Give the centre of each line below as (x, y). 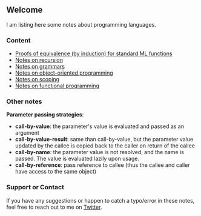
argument (27, 133)
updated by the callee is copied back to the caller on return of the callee (105, 146)
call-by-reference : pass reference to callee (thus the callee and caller (102, 165)
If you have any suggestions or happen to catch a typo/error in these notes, (100, 200)
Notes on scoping (37, 79)
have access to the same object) (56, 172)
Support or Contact (35, 187)
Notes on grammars (40, 67)
